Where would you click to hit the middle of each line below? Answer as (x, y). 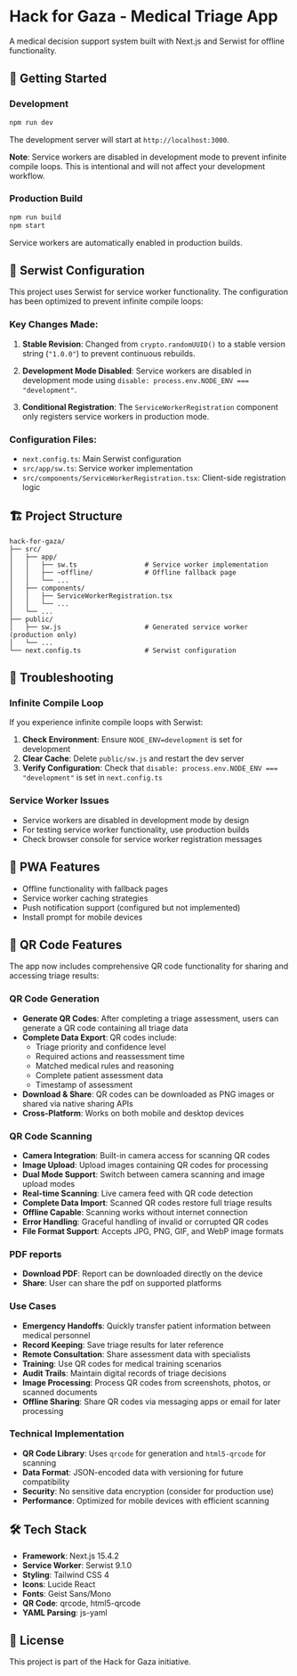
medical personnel (56, 1335)
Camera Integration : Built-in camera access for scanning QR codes (146, 1155)
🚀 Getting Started (58, 79)
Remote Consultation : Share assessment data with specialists (136, 1354)
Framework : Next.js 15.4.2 (71, 1556)
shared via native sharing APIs (77, 1103)
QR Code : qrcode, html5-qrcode (81, 1603)
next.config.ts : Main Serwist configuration (102, 458)
